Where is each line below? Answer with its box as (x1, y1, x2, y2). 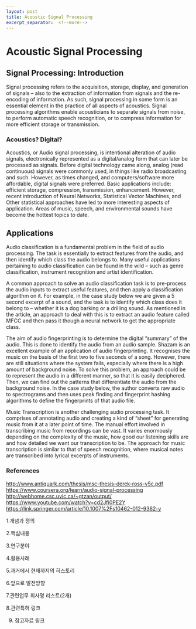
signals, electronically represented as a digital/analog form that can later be (6, 155, 188, 162)
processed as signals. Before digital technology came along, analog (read (6, 161, 184, 168)
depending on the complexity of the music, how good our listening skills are (6, 433, 189, 440)
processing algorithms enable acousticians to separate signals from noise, (6, 108, 185, 115)
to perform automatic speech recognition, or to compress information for (6, 115, 181, 122)
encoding (6, 96, 29, 103)
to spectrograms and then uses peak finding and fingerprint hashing (6, 391, 171, 398)
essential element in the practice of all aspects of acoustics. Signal (6, 102, 167, 109)
